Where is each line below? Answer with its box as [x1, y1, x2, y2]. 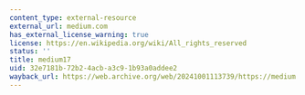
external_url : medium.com [9, 22, 108, 31]
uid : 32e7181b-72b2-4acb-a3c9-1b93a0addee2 [9, 64, 178, 73]
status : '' [9, 47, 51, 56]
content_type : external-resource [9, 13, 137, 23]
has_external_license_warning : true [9, 30, 149, 39]
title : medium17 [9, 55, 71, 64]
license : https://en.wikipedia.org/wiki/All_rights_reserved [9, 38, 247, 48]
